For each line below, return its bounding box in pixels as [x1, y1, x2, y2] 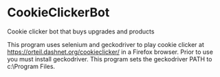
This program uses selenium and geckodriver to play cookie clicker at [7, 40, 204, 48]
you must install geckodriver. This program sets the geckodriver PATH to [7, 55, 212, 63]
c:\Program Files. [7, 62, 56, 70]
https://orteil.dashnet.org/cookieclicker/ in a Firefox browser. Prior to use [7, 48, 213, 56]
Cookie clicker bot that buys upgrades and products [7, 27, 155, 35]
